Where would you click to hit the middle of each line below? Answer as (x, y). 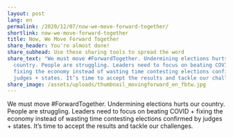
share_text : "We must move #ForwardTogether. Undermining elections (108, 59)
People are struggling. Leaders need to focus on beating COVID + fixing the (115, 111)
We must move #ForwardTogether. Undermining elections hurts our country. (116, 104)
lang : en (20, 20)
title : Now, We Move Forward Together (63, 39)
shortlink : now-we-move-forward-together (68, 33)
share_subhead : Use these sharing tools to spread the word (96, 53)
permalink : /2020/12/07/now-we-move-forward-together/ (88, 26)
